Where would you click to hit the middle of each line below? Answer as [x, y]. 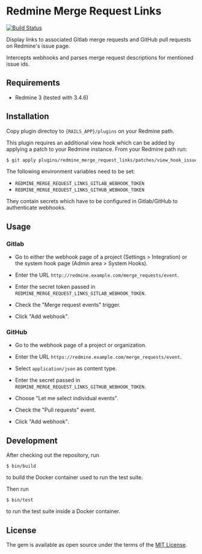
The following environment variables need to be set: [71, 172]
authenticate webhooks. [36, 208]
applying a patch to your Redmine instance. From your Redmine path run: [97, 149]
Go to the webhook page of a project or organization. [81, 345]
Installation [28, 117]
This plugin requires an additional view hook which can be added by [91, 142]
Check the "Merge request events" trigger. [68, 305]
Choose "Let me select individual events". [66, 398]
